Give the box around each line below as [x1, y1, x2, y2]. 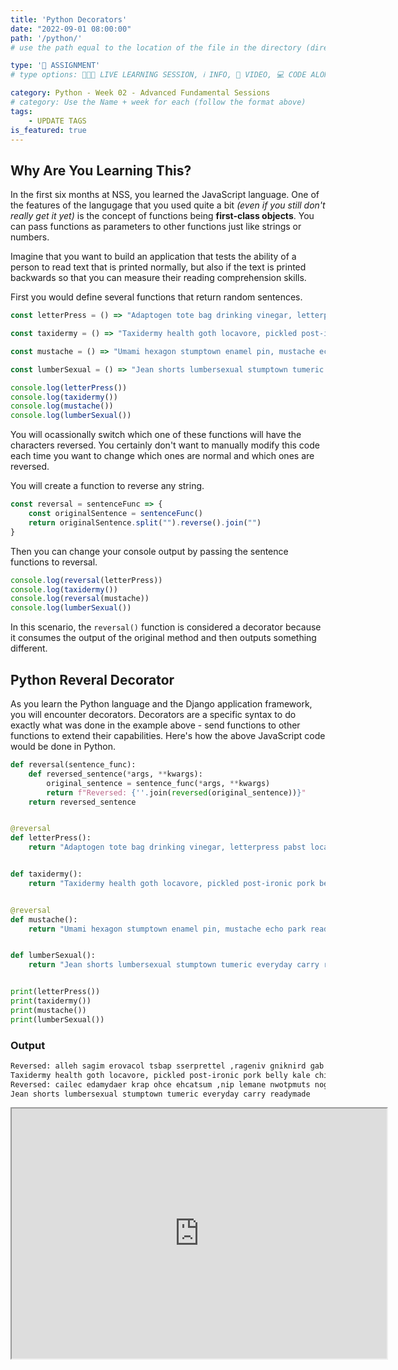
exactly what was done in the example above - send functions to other [10, 719, 301, 731]
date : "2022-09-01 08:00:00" [10, 24, 132, 34]
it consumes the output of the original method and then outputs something [10, 632, 317, 644]
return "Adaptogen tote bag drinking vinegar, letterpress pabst [28, 842, 307, 853]
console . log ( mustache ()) [10, 401, 114, 411]
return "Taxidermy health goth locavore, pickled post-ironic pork [28, 878, 315, 888]
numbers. [10, 231, 50, 243]
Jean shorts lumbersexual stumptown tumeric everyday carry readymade [10, 1089, 311, 1099]
